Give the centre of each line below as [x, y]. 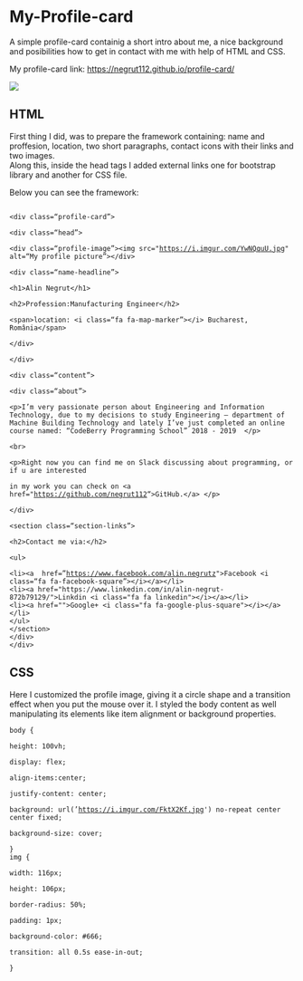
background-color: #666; [56, 936]
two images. [33, 155]
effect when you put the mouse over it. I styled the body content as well [143, 704]
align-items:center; [48, 778]
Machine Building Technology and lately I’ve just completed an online [147, 423]
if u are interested [48, 470]
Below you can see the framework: [74, 192]
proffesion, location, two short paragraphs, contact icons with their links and [151, 146]
